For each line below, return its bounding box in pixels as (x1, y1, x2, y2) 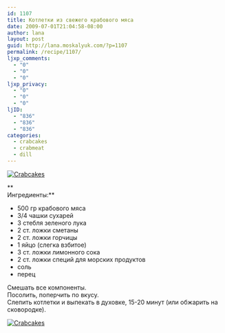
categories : (7, 132, 41, 139)
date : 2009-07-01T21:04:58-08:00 (7, 23, 103, 30)
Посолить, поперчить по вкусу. (7, 290, 100, 299)
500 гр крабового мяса (17, 204, 86, 212)
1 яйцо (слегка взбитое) (17, 241, 87, 249)
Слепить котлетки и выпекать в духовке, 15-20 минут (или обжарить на (7, 298, 218, 306)
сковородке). (7, 305, 46, 314)
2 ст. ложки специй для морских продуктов (17, 255, 146, 263)
